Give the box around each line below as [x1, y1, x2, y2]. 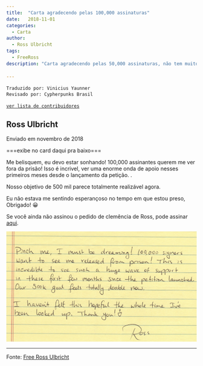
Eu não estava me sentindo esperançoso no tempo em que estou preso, [6, 195, 185, 202]
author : [6, 35, 26, 42]
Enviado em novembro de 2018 [6, 135, 83, 143]
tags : [6, 48, 20, 54]
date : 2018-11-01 [6, 16, 56, 22]
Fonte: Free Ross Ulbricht [6, 353, 69, 361]
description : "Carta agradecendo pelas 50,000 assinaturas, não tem [6, 60, 182, 66]
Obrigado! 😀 [6, 201, 39, 208]
